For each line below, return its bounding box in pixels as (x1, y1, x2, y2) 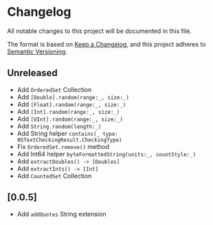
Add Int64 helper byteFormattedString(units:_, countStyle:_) (16, 150, 197, 158)
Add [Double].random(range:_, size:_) (16, 93, 129, 101)
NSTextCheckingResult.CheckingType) (16, 137, 122, 143)
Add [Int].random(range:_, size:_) (16, 107, 120, 115)
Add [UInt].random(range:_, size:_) (16, 115, 124, 123)
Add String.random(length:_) (16, 121, 102, 130)
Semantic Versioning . (7, 47, 67, 56)
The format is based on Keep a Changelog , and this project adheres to (7, 40, 206, 48)
